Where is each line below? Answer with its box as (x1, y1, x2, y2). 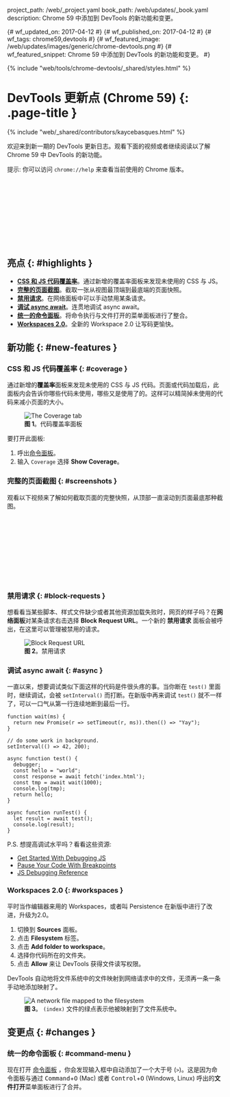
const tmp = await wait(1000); (13, 780, 103, 786)
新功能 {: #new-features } (7, 342, 118, 354)
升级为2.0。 (18, 911, 53, 919)
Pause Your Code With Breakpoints (16, 861, 116, 869)
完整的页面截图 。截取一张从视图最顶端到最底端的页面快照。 (16, 285, 186, 293)
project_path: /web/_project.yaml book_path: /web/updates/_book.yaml (7, 6, 209, 14)
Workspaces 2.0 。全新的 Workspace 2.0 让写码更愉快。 (16, 320, 178, 328)
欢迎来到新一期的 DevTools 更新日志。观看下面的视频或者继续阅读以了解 (7, 142, 211, 150)
